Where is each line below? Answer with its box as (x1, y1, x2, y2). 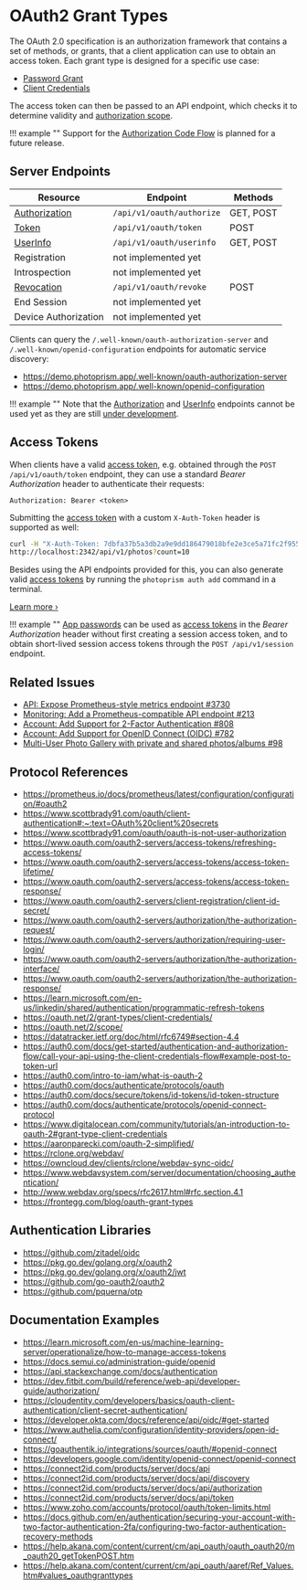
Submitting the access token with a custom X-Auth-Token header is (9, 512, 260, 523)
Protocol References (9, 764, 129, 779)
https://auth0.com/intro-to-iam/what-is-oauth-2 (22, 1070, 204, 1081)
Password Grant (22, 72, 84, 83)
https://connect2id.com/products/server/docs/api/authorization (22, 1482, 263, 1493)
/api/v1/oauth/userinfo (112, 237, 217, 248)
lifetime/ (22, 865, 54, 877)
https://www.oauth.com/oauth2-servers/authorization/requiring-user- (22, 934, 286, 945)
